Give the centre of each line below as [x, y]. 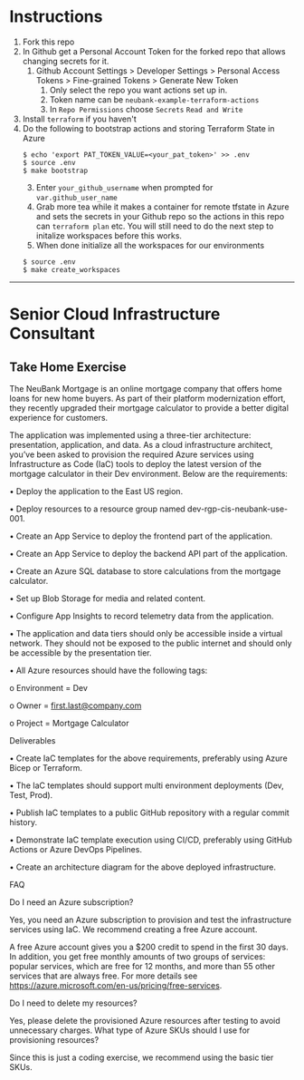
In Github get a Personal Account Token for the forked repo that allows [154, 51]
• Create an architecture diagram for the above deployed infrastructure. [143, 867]
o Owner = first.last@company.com [76, 705]
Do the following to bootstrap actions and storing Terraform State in [148, 128]
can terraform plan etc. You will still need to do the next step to [155, 226]
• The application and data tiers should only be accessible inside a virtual [146, 633]
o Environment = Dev [49, 687]
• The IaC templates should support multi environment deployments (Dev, [147, 785]
